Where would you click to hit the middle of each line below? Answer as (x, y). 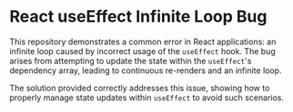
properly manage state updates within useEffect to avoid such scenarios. (147, 98)
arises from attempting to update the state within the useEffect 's (131, 61)
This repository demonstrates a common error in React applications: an (143, 42)
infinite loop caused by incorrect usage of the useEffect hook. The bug (142, 51)
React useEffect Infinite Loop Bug (138, 17)
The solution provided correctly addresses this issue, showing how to (140, 88)
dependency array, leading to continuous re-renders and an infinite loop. (146, 70)
